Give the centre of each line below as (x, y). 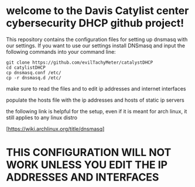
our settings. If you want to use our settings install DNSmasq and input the (96, 46)
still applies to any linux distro (42, 117)
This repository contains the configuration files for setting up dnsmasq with (97, 39)
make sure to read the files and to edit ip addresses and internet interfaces (96, 88)
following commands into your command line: (61, 51)
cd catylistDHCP (26, 67)
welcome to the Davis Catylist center (97, 11)
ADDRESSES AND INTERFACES (83, 177)
